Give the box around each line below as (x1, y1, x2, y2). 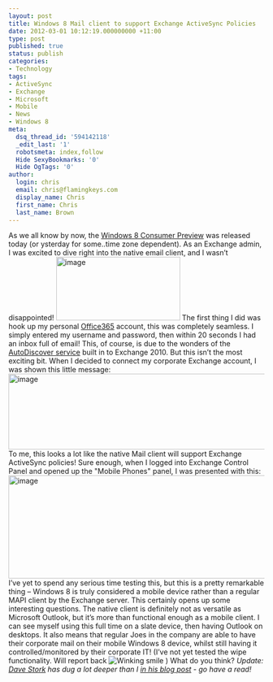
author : (8, 171, 35, 179)
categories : (8, 58, 49, 66)
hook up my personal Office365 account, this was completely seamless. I (8, 322, 254, 332)
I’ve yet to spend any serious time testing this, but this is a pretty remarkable (8, 578, 265, 588)
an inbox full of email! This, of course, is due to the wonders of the (8, 339, 231, 349)
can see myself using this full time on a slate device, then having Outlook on (8, 621, 263, 631)
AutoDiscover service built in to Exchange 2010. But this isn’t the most (8, 347, 243, 358)
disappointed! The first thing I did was (8, 313, 262, 323)
